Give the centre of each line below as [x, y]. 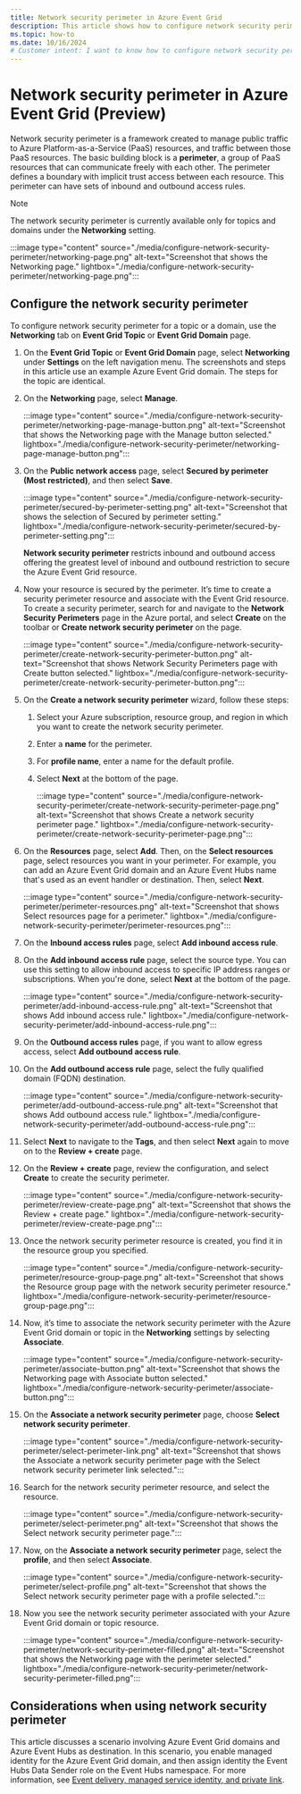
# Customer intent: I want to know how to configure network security [144, 51]
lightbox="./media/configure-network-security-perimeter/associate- [148, 1387]
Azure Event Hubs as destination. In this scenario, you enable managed [141, 1751]
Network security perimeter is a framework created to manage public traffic [150, 138]
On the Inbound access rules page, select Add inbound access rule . [150, 943]
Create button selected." [68, 673]
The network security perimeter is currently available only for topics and [143, 221]
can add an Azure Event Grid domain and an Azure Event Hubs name [150, 870]
